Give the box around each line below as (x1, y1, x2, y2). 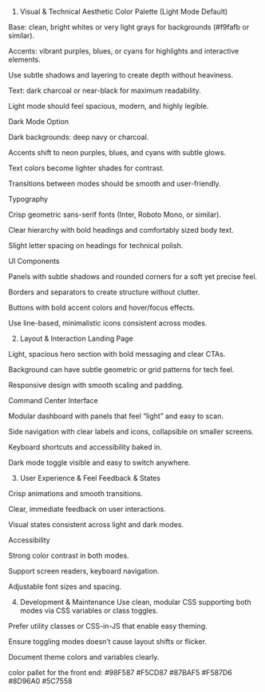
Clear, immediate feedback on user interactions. (8, 504, 166, 514)
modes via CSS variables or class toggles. (19, 606, 159, 615)
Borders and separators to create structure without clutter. (8, 287, 200, 297)
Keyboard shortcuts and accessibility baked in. (8, 442, 162, 451)
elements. (8, 55, 42, 64)
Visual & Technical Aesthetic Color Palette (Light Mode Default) (19, 7, 228, 16)
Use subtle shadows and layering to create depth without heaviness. (8, 70, 234, 79)
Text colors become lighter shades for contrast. (8, 163, 165, 173)
